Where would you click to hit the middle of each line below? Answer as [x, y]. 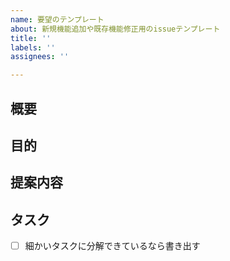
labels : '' [33, 47]
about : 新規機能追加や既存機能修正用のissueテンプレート [115, 29]
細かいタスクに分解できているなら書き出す [112, 246]
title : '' [31, 38]
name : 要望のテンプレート [57, 19]
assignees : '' [40, 57]
